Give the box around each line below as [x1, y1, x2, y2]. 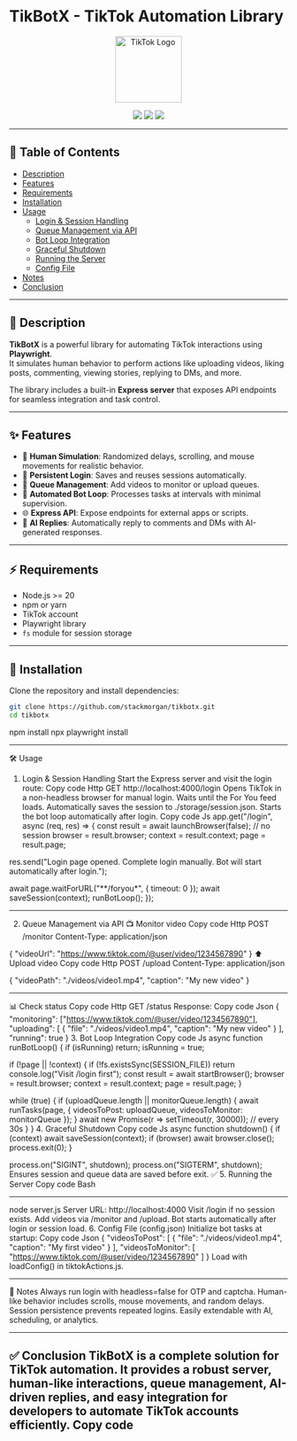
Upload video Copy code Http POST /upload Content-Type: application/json [9, 957, 286, 968]
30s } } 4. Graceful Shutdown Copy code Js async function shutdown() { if [9, 1123, 281, 1133]
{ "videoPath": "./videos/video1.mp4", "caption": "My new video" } [9, 975, 250, 985]
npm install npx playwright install [9, 727, 128, 737]
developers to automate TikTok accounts [9, 1404, 240, 1419]
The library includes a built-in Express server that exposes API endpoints [9, 384, 277, 395]
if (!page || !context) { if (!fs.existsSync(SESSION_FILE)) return [9, 1059, 236, 1070]
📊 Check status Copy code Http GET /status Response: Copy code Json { [9, 1001, 280, 1011]
